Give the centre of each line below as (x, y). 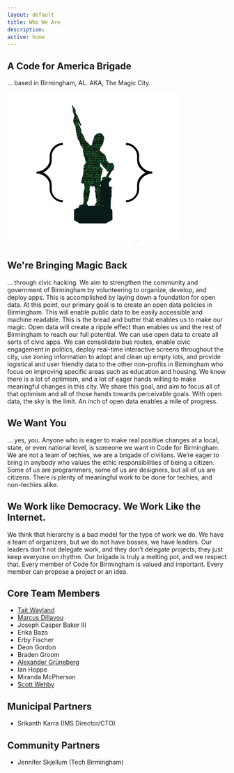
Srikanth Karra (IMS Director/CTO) (67, 723)
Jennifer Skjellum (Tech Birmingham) (70, 762)
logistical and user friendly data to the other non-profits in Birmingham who (115, 364)
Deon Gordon (37, 647)
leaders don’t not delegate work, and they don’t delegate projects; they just (115, 549)
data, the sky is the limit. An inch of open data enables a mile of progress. (112, 401)
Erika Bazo (33, 633)
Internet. (26, 518)
